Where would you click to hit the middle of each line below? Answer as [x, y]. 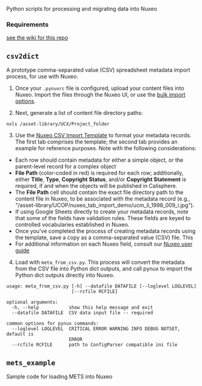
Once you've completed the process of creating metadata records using [105, 231]
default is [20, 334]
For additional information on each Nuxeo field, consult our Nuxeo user [104, 244]
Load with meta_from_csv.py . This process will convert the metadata [100, 262]
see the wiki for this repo [37, 38]
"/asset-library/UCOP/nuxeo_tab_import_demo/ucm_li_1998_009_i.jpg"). [105, 205]
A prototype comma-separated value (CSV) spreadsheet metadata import [98, 70]
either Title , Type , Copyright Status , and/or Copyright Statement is [101, 179]
